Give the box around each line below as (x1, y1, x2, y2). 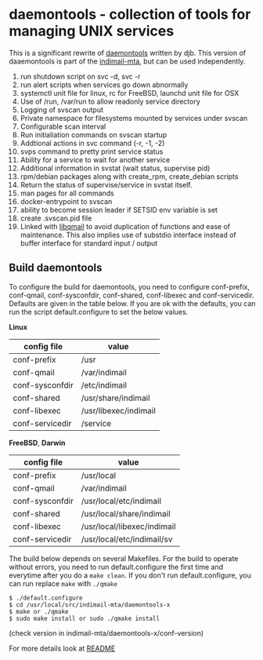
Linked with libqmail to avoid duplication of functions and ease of (20, 221, 231, 231)
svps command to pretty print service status (20, 147, 164, 156)
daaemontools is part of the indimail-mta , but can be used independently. (9, 57, 246, 66)
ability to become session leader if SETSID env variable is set (20, 205, 218, 214)
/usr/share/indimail (81, 392, 151, 403)
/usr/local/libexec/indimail (81, 520, 176, 531)
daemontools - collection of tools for (9, 5, 251, 24)
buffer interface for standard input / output (20, 238, 158, 248)
